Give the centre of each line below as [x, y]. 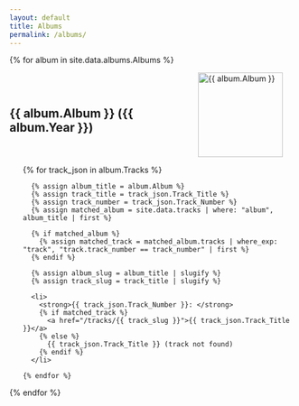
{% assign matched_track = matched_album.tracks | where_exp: [159, 242]
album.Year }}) [51, 128]
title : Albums [36, 26]
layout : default [40, 18]
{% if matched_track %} [84, 313]
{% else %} [60, 337]
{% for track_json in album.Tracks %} [92, 170]
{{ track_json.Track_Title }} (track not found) [140, 345]
